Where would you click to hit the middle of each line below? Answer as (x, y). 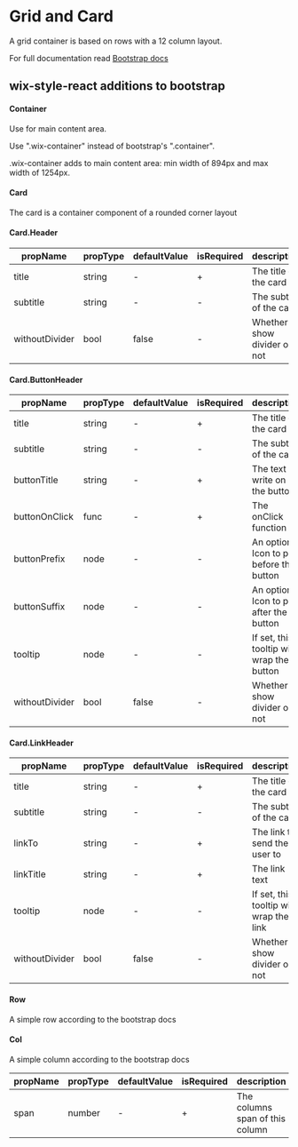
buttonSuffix (39, 607)
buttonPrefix (39, 559)
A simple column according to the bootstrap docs (99, 1059)
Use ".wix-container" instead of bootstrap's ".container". (112, 146)
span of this (261, 1119)
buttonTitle (36, 480)
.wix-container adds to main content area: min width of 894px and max (139, 163)
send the (270, 843)
